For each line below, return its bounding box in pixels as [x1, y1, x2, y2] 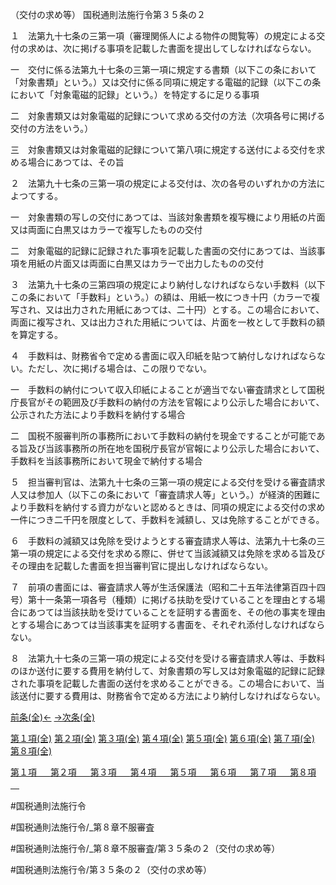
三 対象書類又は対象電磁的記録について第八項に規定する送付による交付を [10, 144, 317, 155]
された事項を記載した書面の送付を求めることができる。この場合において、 [10, 678, 317, 689]
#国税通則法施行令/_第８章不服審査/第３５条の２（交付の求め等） [10, 843, 281, 854]
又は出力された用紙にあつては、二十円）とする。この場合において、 [45, 304, 325, 315]
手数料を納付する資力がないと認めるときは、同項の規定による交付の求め [27, 501, 326, 513]
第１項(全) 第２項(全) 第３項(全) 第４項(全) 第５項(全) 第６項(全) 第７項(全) [10, 733, 316, 744]
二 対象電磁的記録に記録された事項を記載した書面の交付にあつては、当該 [10, 245, 317, 257]
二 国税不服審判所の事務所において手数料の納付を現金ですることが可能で [10, 430, 317, 442]
